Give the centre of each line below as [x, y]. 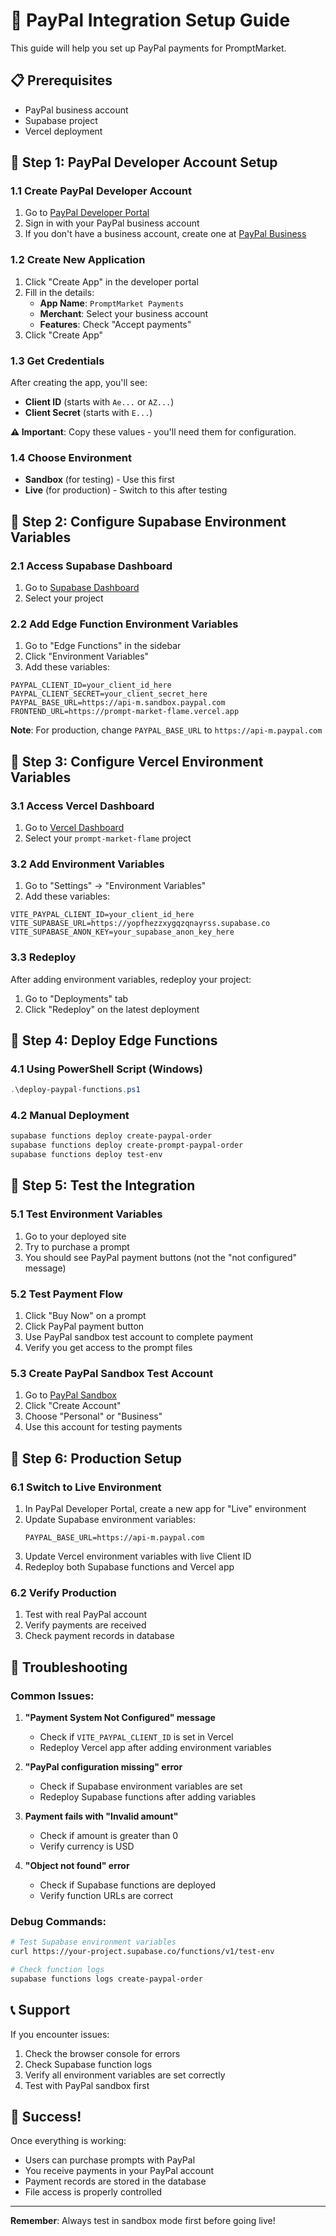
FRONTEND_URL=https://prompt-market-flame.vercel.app [125, 712]
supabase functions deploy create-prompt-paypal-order [127, 1145]
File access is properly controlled [93, 2192]
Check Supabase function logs [88, 2064]
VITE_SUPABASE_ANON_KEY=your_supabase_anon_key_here [122, 932]
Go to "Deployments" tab [76, 998]
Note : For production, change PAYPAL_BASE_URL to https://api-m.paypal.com [166, 730]
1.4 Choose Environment [71, 457]
